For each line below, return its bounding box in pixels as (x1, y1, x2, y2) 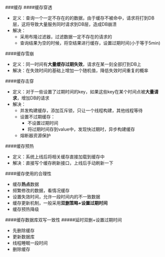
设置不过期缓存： (19, 114, 55, 119)
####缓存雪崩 (5, 50, 34, 56)
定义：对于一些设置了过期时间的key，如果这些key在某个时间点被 (12, 89, 146, 94)
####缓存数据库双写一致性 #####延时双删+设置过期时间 (5, 217, 122, 222)
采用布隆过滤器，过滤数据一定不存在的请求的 (19, 34, 112, 39)
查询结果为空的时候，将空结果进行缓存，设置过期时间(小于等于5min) (19, 40, 161, 46)
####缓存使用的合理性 (5, 170, 51, 176)
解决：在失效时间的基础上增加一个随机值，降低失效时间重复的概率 (12, 67, 148, 73)
